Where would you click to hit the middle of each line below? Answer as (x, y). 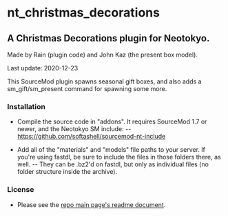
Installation (27, 106)
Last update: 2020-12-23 (43, 68)
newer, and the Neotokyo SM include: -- (74, 129)
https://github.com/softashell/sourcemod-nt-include (91, 137)
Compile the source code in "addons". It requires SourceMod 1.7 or (112, 121)
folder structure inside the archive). (67, 172)
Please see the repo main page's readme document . (91, 204)
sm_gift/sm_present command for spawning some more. (87, 89)
